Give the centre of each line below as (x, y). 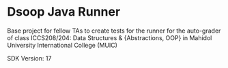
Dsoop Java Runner (64, 12)
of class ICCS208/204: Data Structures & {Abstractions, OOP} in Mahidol (110, 37)
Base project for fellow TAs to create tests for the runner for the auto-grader (114, 31)
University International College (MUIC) (62, 45)
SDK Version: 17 (29, 58)
